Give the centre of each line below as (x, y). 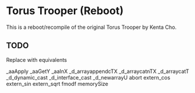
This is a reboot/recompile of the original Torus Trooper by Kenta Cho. (92, 27)
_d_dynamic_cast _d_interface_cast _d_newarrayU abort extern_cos (88, 77)
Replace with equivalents (37, 59)
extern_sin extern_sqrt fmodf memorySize (57, 84)
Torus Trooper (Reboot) (65, 11)
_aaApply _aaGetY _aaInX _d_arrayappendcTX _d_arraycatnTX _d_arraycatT (98, 71)
